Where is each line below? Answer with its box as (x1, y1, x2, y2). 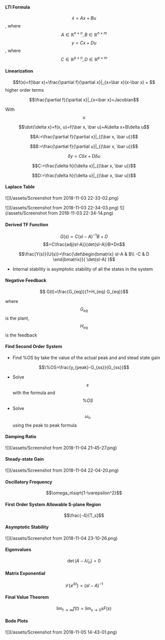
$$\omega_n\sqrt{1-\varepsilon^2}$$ (45, 490, 122, 496)
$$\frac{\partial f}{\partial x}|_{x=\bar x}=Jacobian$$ (29, 97, 139, 103)
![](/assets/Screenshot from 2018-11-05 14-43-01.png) (5, 629, 117, 635)
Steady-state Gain (5, 456, 44, 462)
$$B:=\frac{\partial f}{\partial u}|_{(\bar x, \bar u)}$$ (29, 143, 138, 149)
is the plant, (5, 315, 29, 321)
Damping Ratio (5, 434, 36, 440)
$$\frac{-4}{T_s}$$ (63, 512, 104, 518)
